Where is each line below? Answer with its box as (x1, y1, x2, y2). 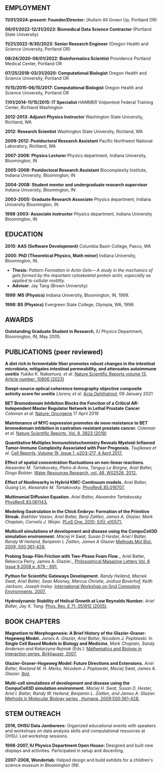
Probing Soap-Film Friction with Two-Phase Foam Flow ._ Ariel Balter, (5, 553, 146, 559)
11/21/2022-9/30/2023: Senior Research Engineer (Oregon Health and (5, 41, 149, 47)
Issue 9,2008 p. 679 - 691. (5, 564, 58, 570)
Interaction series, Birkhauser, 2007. (5, 651, 77, 657)
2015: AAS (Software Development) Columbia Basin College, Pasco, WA (5, 243, 151, 249)
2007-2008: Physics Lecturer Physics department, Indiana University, (5, 152, 147, 158)
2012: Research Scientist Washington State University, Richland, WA (5, 129, 143, 134)
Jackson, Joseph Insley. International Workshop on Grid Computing (5, 584, 140, 589)
